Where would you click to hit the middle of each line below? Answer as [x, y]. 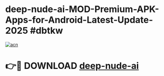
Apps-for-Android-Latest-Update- [79, 20]
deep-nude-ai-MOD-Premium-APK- [82, 9]
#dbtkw [47, 31]
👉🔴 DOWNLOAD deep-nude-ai [72, 66]
